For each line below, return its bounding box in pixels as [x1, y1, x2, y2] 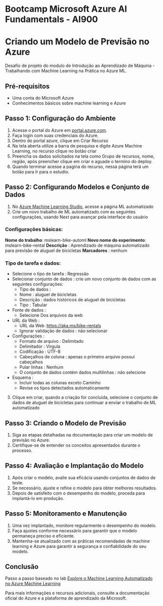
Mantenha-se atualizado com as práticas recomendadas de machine [12, 538, 150, 544]
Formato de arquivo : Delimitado [19, 338, 84, 344]
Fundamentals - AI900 [5, 14, 98, 25]
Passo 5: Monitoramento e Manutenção [5, 509, 127, 518]
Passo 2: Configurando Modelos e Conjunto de [5, 183, 150, 191]
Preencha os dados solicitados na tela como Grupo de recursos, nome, [12, 153, 155, 159]
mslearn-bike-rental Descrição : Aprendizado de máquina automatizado [5, 242, 150, 248]
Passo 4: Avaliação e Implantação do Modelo [5, 461, 144, 470]
